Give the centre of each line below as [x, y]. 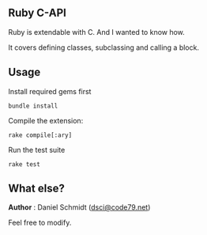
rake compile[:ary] [40, 135]
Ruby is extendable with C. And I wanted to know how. [97, 32]
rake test [24, 164]
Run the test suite [37, 150]
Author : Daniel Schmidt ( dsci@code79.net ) [79, 207]
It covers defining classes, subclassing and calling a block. [104, 47]
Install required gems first [50, 91]
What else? [36, 189]
